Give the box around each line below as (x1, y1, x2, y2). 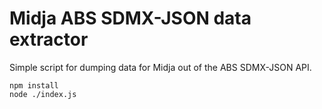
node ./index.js (9, 89, 77, 99)
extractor (9, 28, 89, 51)
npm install (9, 80, 59, 91)
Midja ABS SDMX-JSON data (9, 7, 252, 30)
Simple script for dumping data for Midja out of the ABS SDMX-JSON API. (9, 61, 312, 73)
